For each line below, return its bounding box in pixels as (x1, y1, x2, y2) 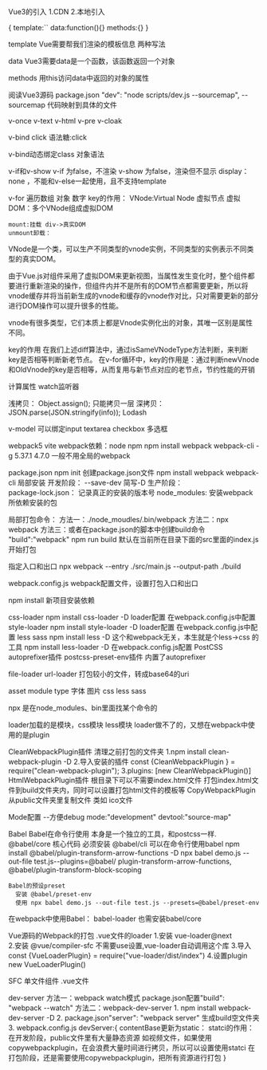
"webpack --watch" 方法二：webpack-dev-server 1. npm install (8, 1003, 217, 1013)
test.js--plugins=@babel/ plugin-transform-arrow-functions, (33, 856, 232, 866)
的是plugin (14, 730, 50, 739)
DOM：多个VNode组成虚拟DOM (8, 203, 114, 213)
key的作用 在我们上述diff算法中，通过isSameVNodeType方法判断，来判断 (8, 345, 249, 354)
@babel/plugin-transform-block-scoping (8, 865, 142, 875)
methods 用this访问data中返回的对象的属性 (8, 73, 150, 82)
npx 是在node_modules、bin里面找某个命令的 (8, 703, 158, 712)
